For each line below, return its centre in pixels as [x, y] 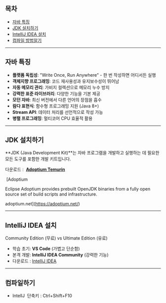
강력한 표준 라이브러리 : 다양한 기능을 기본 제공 [56, 94]
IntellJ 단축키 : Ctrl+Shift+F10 [42, 296]
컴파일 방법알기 [27, 40]
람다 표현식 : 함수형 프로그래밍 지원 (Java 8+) [56, 106]
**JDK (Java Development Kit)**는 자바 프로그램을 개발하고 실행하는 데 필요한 [82, 153]
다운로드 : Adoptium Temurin [35, 169]
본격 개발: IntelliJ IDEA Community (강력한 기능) [60, 255]
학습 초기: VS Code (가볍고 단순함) [46, 249]
